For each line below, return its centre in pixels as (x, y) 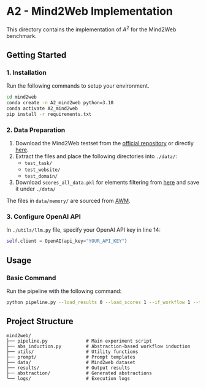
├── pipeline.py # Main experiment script (79, 341)
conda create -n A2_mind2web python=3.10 (60, 103)
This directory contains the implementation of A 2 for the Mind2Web (91, 29)
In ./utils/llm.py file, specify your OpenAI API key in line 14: (84, 230)
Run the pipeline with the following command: (64, 291)
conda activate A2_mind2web (42, 108)
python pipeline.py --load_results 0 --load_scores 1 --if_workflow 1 (98, 302)
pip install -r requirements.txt (49, 114)
